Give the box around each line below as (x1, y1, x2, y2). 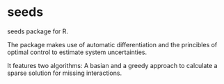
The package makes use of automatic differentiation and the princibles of (7, 40, 218, 49)
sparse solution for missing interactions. (7, 69, 122, 77)
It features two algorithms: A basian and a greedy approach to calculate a (7, 61, 218, 69)
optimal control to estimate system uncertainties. (7, 48, 147, 56)
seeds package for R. (7, 27, 68, 35)
